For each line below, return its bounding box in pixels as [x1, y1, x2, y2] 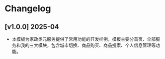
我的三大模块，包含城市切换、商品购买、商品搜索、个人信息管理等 [20, 42, 156, 48]
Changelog [4, 3, 51, 14]
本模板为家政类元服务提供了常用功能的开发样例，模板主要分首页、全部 [11, 36, 156, 42]
